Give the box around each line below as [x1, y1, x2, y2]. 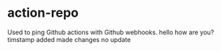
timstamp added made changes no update [7, 35, 131, 43]
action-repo [7, 5, 79, 21]
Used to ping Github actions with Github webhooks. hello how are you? [7, 28, 215, 36]
